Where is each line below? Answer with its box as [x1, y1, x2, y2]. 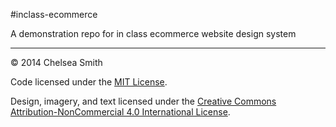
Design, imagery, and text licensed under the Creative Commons [10, 95, 277, 107]
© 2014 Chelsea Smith [10, 57, 103, 68]
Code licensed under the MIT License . [10, 76, 168, 88]
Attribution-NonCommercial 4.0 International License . [10, 106, 231, 118]
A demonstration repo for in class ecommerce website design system [10, 28, 297, 39]
